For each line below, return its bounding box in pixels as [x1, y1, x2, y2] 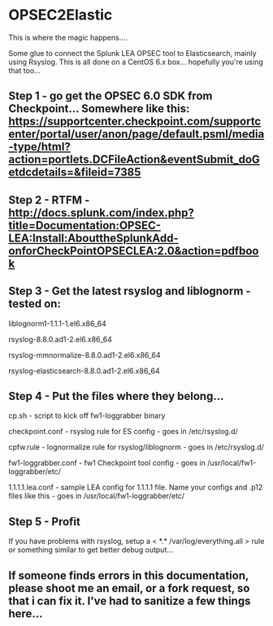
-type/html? [8, 140, 71, 154]
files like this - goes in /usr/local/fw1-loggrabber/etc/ [8, 491, 185, 501]
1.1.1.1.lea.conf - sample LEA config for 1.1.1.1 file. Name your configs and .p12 [8, 482, 263, 493]
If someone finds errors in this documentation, [8, 568, 249, 582]
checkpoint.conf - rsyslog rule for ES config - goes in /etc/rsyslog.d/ [8, 427, 238, 437]
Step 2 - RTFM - [8, 193, 90, 206]
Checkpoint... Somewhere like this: [8, 102, 190, 115]
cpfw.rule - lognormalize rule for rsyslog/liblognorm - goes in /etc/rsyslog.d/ [8, 442, 264, 452]
